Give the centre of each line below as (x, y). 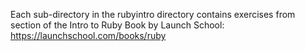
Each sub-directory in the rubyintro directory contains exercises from (153, 14)
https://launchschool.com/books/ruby (88, 35)
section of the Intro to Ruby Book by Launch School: (117, 25)
